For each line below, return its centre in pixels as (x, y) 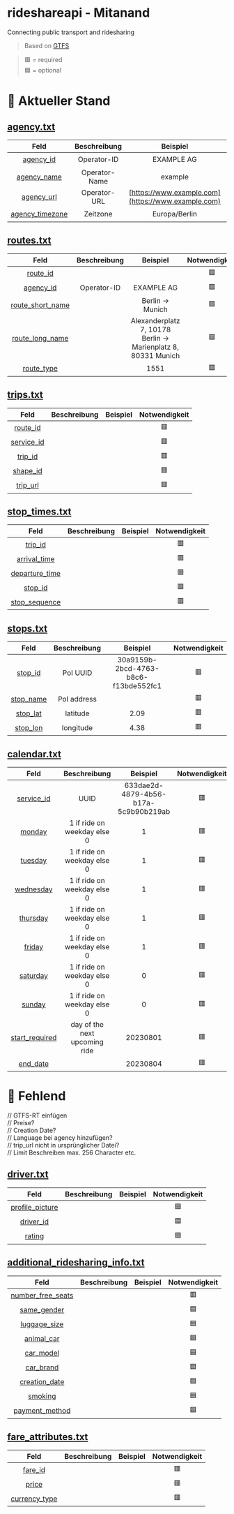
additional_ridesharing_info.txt (76, 1262)
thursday (34, 918)
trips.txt (25, 395)
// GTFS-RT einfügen (37, 1115)
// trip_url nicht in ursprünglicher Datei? (63, 1145)
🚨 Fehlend (37, 1096)
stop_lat (29, 713)
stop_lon (29, 727)
